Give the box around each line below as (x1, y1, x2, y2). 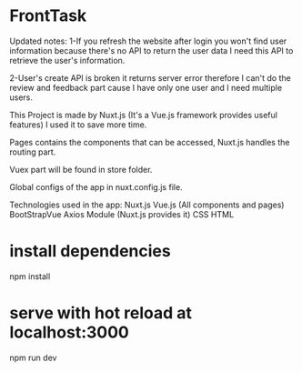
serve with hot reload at (9, 303, 193, 324)
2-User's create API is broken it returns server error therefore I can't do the (9, 72, 291, 83)
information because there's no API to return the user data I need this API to (9, 45, 294, 55)
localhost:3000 (9, 322, 129, 343)
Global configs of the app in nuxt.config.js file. (9, 181, 184, 192)
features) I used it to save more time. (9, 119, 147, 130)
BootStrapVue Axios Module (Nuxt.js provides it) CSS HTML (9, 208, 235, 219)
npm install (9, 270, 51, 282)
